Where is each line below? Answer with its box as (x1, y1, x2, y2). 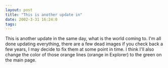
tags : (5, 21, 17, 27)
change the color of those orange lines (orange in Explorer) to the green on (5, 52, 162, 58)
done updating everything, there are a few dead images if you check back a (5, 41, 163, 47)
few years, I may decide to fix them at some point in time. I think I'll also (5, 46, 154, 52)
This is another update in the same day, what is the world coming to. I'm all (5, 36, 161, 42)
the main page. (5, 57, 37, 63)
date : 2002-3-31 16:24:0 (5, 17, 58, 22)
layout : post (5, 7, 33, 13)
